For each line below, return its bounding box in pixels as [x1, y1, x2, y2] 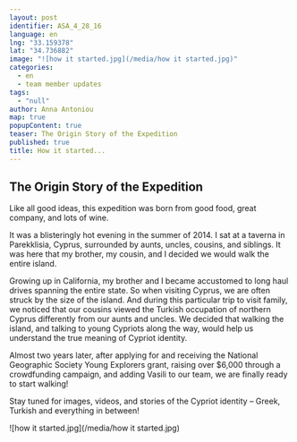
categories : [9, 64, 54, 72]
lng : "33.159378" [9, 38, 74, 47]
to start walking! [9, 378, 69, 389]
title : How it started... [9, 146, 106, 155]
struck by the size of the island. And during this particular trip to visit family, [9, 294, 288, 305]
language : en [9, 30, 58, 38]
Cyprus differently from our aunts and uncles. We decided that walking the [9, 314, 284, 325]
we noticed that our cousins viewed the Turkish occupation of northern [9, 304, 271, 315]
